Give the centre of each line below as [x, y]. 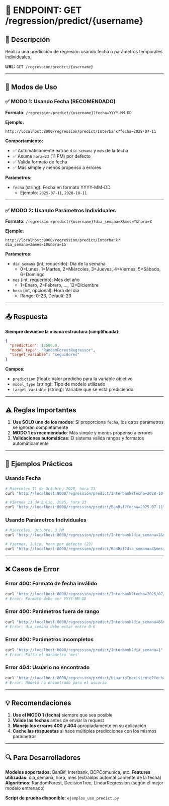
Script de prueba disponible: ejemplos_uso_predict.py [62, 798]
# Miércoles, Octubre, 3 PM [35, 530]
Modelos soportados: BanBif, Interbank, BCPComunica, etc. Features [78, 772]
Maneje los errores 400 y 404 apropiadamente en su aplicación [79, 726]
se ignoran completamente [40, 427]
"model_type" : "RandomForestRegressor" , [53, 350]
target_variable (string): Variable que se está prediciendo [73, 390]
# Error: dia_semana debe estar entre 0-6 [50, 626]
